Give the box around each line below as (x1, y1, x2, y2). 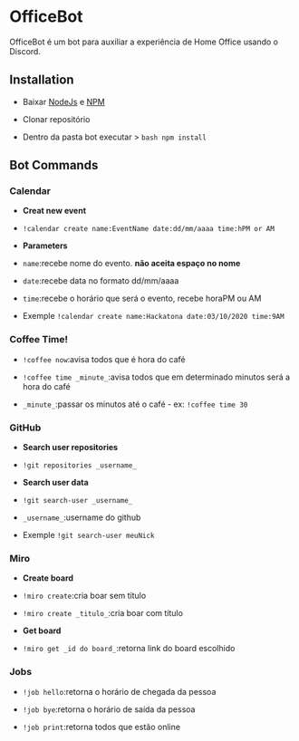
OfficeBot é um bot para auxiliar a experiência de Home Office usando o (9, 36, 279, 47)
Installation (9, 72, 74, 88)
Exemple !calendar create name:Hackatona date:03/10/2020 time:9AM (22, 311, 285, 322)
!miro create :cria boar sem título (22, 591, 147, 601)
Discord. (9, 45, 41, 56)
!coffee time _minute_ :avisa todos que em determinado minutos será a (22, 371, 291, 382)
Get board (22, 625, 62, 636)
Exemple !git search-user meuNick (22, 530, 155, 541)
